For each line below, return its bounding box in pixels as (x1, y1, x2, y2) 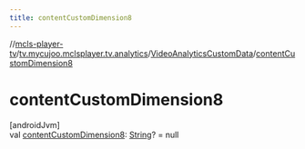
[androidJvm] (9, 119, 61, 130)
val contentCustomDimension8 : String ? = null (9, 129, 179, 140)
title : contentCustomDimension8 (9, 13, 132, 23)
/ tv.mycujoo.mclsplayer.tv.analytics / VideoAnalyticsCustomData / (15, 47, 257, 59)
